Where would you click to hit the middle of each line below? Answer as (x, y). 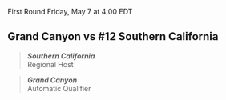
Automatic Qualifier (59, 88)
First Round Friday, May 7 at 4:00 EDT (70, 12)
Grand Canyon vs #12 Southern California (113, 36)
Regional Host (50, 64)
